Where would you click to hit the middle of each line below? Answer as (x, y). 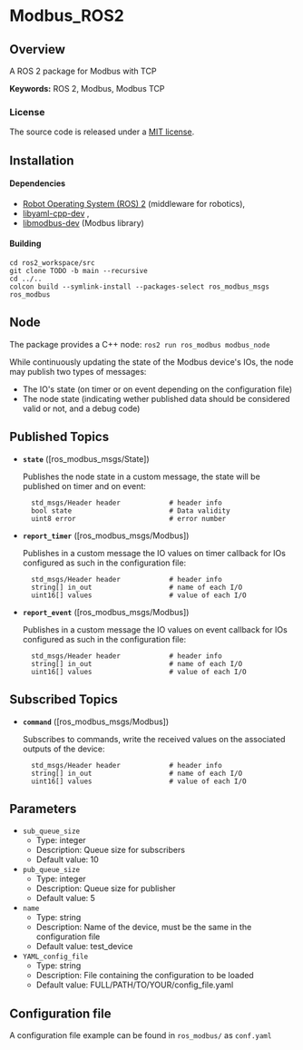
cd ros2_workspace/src (52, 263)
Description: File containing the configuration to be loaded (145, 976)
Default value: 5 (65, 898)
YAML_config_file (55, 957)
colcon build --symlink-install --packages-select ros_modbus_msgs (140, 287)
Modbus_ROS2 (67, 16)
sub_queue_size (51, 831)
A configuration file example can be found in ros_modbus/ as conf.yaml (141, 1035)
